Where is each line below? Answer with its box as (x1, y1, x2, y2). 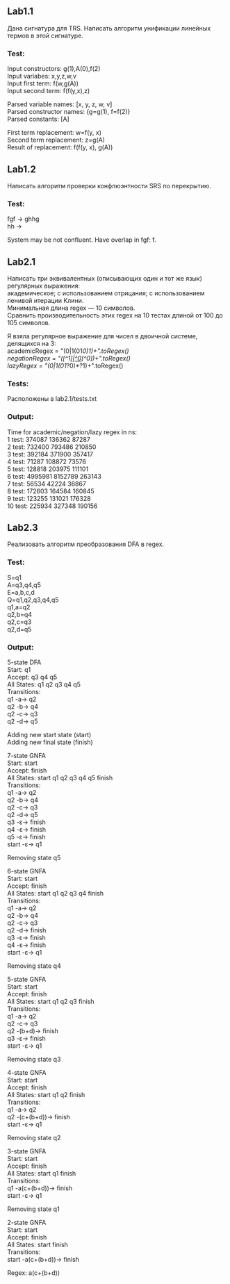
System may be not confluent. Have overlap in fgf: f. (7, 236, 156, 244)
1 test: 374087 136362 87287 (7, 435, 90, 443)
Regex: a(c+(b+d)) (7, 1269, 60, 1277)
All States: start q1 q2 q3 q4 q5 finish (7, 774, 113, 782)
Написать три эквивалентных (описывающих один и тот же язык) (7, 274, 203, 283)
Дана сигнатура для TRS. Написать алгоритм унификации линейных (7, 24, 211, 32)
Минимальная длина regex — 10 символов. (7, 304, 135, 312)
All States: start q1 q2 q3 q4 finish (7, 889, 104, 898)
